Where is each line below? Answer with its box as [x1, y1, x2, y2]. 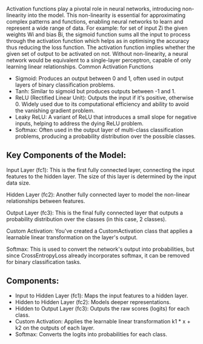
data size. [6, 179, 31, 187]
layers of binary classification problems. [15, 81, 115, 88]
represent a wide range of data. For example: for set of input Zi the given [6, 24, 188, 31]
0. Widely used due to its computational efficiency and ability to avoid [15, 101, 189, 108]
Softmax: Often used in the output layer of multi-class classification [15, 127, 184, 133]
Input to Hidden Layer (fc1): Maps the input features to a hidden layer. [15, 292, 188, 299]
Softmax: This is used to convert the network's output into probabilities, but [6, 245, 195, 253]
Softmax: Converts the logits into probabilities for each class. [15, 330, 168, 338]
